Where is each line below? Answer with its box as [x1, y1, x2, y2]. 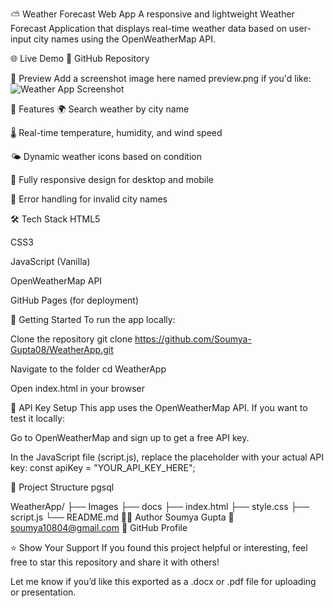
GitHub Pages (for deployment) [10, 294, 140, 306]
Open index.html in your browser [10, 383, 145, 394]
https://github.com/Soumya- [134, 333, 252, 345]
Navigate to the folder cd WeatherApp [10, 363, 167, 375]
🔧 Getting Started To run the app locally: [10, 314, 176, 325]
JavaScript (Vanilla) [10, 256, 91, 267]
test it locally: [10, 413, 65, 424]
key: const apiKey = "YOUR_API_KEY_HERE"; [10, 462, 196, 473]
